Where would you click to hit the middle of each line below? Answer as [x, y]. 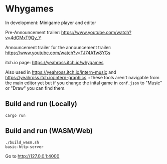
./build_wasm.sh [22, 142]
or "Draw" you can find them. [36, 88]
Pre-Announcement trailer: [33, 32]
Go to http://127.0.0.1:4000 [32, 156]
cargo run [16, 115]
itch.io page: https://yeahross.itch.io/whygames [54, 62]
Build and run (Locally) [41, 104]
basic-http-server [24, 147]
